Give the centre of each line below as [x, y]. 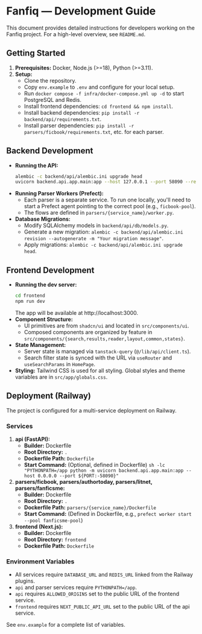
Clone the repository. [50, 80]
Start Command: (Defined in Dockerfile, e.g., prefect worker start [108, 513]
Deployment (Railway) [49, 396]
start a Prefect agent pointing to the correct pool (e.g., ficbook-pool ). [110, 206]
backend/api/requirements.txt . [63, 119]
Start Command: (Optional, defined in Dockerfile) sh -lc [94, 464]
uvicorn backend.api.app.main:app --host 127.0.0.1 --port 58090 [99, 182]
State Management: [40, 344]
